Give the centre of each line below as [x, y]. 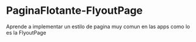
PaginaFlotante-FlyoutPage [75, 11]
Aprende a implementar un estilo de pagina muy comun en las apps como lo [98, 26]
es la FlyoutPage [26, 32]
